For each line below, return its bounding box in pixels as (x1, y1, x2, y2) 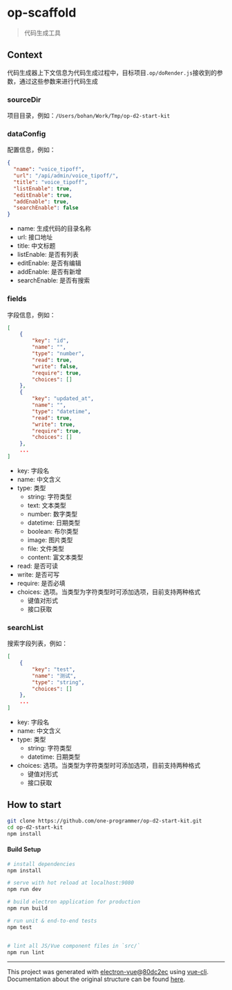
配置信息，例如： (7, 145, 56, 154)
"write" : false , (32, 363, 79, 370)
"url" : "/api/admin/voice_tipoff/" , (13, 172, 119, 179)
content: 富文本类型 (27, 552, 84, 561)
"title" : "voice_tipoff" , (13, 179, 88, 186)
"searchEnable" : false (13, 204, 79, 212)
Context (7, 49, 43, 61)
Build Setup (7, 845, 41, 854)
